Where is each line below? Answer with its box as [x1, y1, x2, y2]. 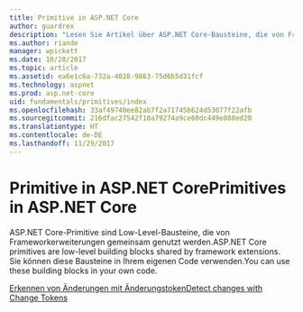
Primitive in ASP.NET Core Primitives [9, 178, 287, 198]
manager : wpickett [9, 47, 78, 56]
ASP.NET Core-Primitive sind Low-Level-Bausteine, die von [9, 226, 230, 237]
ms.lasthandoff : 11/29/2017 [9, 139, 115, 148]
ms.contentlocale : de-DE [9, 131, 103, 140]
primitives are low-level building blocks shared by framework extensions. [9, 245, 281, 257]
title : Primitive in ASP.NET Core [9, 13, 140, 23]
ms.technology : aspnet [9, 80, 95, 89]
